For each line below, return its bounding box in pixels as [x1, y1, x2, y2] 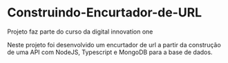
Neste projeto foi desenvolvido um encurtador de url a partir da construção [7, 40, 221, 49]
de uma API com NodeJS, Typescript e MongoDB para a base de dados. [7, 48, 213, 56]
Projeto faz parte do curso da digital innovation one [7, 27, 153, 36]
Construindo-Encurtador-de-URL [7, 5, 202, 21]
